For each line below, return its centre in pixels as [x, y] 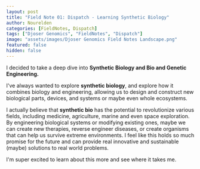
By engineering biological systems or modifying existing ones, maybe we [96, 122]
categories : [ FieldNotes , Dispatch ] [52, 28]
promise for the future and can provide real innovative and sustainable [93, 142]
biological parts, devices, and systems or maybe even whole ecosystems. [97, 98]
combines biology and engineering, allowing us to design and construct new [100, 92]
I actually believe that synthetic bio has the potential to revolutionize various [100, 110]
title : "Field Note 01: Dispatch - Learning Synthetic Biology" [88, 17]
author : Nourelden [29, 23]
